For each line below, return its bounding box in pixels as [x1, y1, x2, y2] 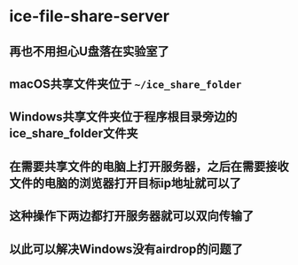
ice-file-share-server [9, 6, 170, 27]
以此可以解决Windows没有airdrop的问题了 [9, 241, 244, 256]
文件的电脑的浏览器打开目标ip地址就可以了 [9, 175, 241, 191]
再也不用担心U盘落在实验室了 [9, 43, 170, 58]
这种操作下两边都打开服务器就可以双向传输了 [9, 208, 255, 223]
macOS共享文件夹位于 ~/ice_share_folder [9, 76, 242, 91]
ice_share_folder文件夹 [9, 126, 138, 141]
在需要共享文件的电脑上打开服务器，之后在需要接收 [9, 159, 289, 174]
